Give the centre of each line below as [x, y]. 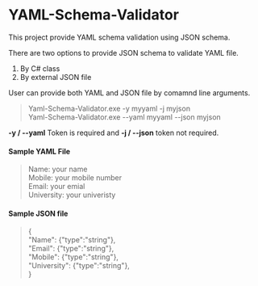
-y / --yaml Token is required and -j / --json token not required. [114, 132]
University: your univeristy [72, 195]
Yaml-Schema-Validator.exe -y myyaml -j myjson [109, 108]
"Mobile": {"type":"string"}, [73, 257]
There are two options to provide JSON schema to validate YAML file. [124, 53]
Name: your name [58, 169]
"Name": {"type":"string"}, [72, 240]
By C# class [40, 68]
